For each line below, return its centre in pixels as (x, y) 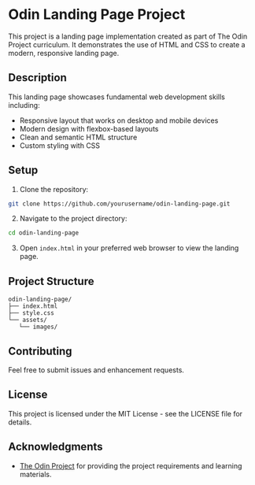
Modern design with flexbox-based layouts (89, 128)
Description (37, 78)
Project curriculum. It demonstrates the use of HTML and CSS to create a (127, 44)
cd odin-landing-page (44, 233)
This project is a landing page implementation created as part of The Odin (128, 36)
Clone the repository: (54, 189)
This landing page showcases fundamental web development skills (117, 97)
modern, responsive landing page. (64, 53)
